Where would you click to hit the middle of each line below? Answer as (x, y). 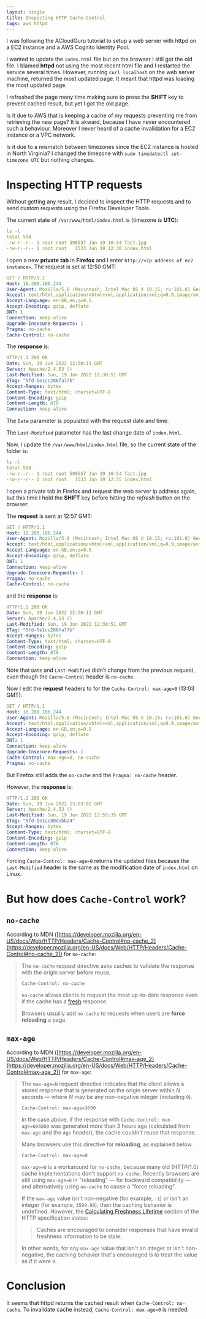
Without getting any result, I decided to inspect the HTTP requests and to (99, 202)
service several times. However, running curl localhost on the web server (101, 72)
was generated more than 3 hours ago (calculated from (120, 1126)
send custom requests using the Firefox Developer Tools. (78, 208)
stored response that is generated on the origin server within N (101, 1090)
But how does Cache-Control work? (96, 899)
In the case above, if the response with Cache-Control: (90, 1120)
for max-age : (77, 1072)
